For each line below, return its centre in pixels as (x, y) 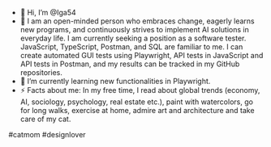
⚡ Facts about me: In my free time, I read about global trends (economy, (140, 90)
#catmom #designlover (47, 134)
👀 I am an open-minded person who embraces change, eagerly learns (137, 21)
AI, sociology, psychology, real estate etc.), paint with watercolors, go (137, 102)
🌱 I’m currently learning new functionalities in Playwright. (115, 81)
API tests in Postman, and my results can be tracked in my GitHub (130, 64)
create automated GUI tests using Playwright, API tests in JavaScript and (142, 55)
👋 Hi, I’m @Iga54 (48, 13)
